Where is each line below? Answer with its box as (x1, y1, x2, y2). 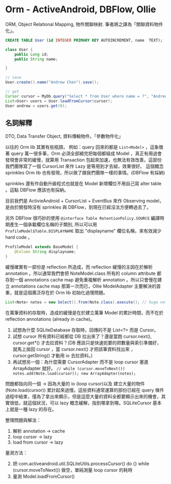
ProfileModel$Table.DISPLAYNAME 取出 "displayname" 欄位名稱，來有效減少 (5, 228, 162, 234)
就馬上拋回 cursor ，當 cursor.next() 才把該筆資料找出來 (12, 346, 130, 352)
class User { (5, 47, 33, 52)
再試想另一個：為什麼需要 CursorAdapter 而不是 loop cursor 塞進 (12, 359, 149, 365)
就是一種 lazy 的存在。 (9, 406, 57, 412)
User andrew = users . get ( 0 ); (5, 103, 67, 108)
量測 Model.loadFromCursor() (12, 473, 75, 479)
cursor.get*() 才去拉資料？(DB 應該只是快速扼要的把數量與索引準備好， (12, 339, 162, 346)
